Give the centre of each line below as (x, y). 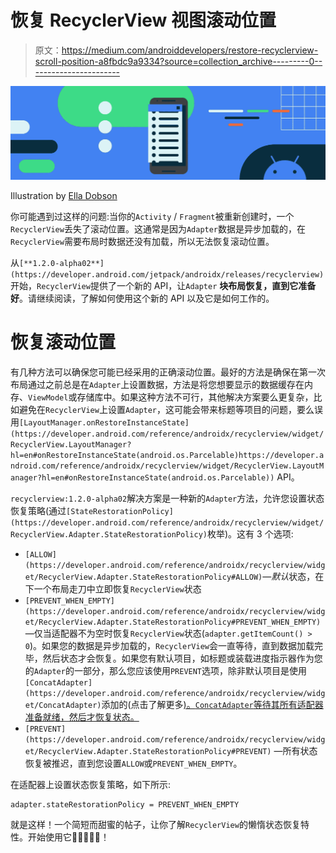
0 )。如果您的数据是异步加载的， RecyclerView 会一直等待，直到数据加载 (169, 645)
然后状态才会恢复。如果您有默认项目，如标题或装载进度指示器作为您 (182, 658)
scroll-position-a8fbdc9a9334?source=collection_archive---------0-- (178, 61)
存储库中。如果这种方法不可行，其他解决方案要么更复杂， (195, 397)
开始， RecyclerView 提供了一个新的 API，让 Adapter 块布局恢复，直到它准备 (163, 286)
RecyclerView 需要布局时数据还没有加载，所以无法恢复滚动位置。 (142, 242)
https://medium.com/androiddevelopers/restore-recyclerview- (190, 50)
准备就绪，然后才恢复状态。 (82, 717)
